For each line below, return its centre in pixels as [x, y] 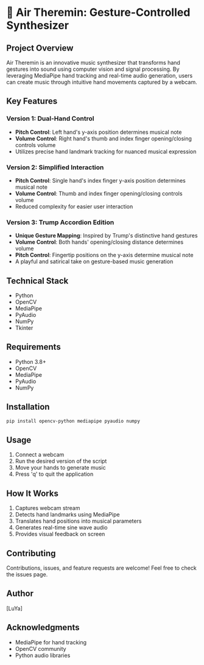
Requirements [33, 347]
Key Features [32, 101]
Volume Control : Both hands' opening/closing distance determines [99, 242]
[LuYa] [14, 608]
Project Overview [40, 48]
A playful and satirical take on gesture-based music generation [94, 261]
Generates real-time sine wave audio [61, 528]
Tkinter [24, 328]
